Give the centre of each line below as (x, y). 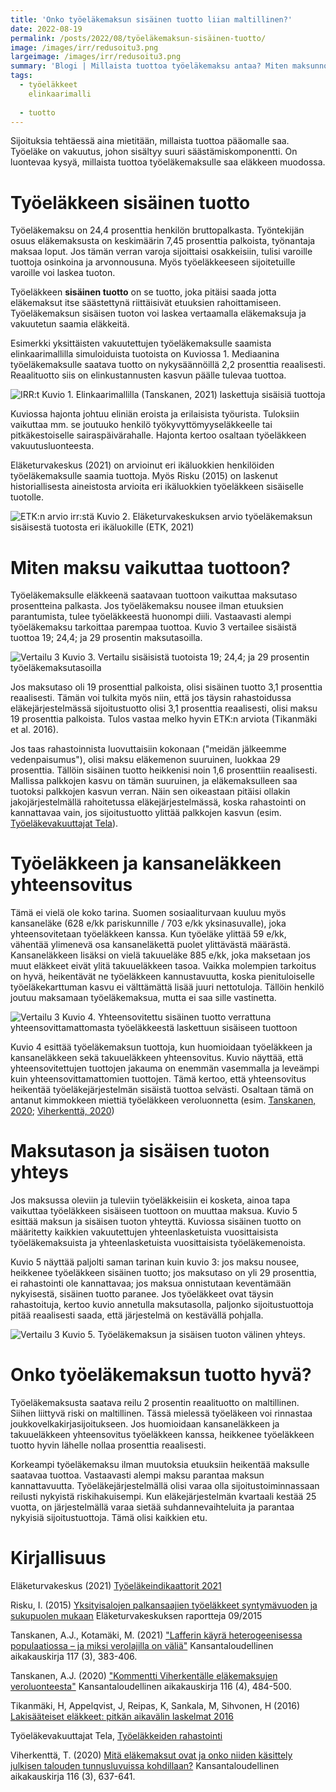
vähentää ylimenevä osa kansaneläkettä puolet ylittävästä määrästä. (150, 945)
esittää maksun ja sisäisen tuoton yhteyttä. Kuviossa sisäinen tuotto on (156, 1222)
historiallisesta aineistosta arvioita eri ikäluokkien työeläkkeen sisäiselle (157, 487)
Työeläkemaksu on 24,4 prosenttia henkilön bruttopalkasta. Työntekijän (157, 230)
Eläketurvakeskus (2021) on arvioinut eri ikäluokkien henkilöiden (142, 465)
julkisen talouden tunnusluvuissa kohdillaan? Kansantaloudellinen (145, 1765)
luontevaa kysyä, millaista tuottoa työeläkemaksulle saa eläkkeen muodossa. (168, 162)
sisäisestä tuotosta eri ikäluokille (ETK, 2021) (102, 527)
